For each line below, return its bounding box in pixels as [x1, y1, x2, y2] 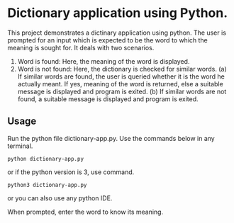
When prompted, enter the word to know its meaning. [7, 207, 164, 216]
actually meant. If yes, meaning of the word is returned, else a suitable [17, 79, 223, 88]
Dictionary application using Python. [7, 5, 228, 21]
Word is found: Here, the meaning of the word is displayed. [17, 57, 190, 65]
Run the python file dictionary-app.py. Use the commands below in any [7, 134, 215, 142]
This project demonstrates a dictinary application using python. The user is [7, 28, 227, 37]
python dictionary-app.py [7, 155, 84, 162]
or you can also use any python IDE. [7, 193, 113, 202]
